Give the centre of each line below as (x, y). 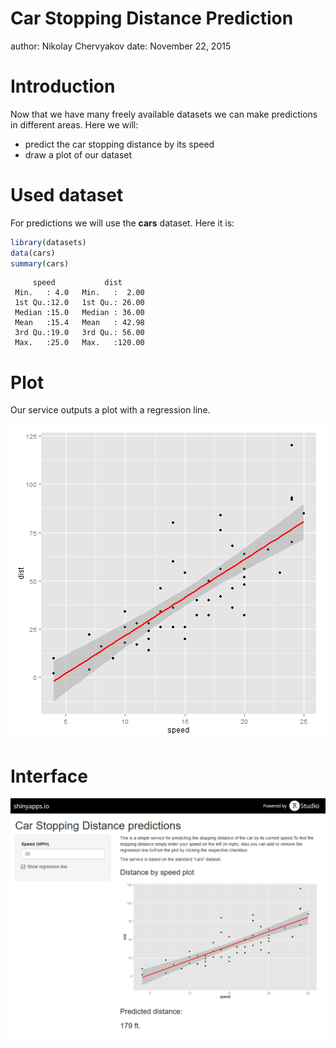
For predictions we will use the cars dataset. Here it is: (122, 223)
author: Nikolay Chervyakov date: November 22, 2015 (121, 46)
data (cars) (33, 253)
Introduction (63, 86)
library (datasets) (48, 242)
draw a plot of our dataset (78, 154)
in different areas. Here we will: (74, 124)
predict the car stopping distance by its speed (119, 144)
